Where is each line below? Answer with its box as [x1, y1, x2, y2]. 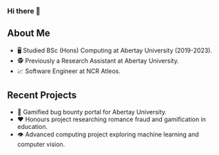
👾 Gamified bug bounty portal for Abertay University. [17, 107, 167, 116]
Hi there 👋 [7, 6, 41, 16]
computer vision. [17, 140, 65, 148]
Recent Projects [7, 90, 77, 101]
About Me [7, 28, 50, 39]
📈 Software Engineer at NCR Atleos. [17, 67, 121, 75]
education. [17, 122, 48, 130]
